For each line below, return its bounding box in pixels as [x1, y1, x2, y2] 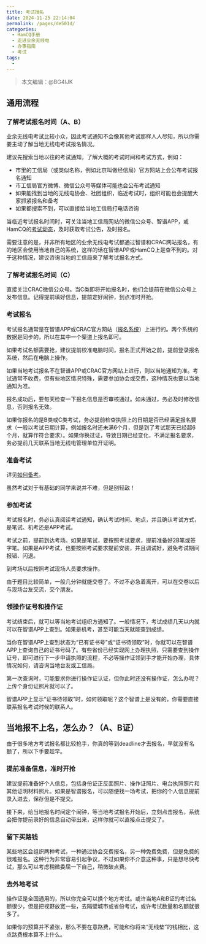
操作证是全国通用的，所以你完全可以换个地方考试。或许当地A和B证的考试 [6, 895, 191, 902]
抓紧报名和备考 [20, 197, 59, 204]
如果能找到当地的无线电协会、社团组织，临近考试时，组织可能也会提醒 [15, 190, 193, 197]
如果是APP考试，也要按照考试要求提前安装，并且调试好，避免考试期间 [22, 544, 200, 552]
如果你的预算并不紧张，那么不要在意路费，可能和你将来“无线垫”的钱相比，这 [6, 923, 199, 930]
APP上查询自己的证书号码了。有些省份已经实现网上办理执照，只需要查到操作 [6, 646, 200, 654]
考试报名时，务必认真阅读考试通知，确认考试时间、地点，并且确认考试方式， [6, 516, 200, 524]
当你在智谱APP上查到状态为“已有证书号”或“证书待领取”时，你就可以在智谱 [6, 638, 193, 646]
